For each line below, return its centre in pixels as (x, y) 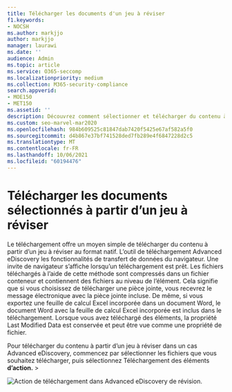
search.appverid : (32, 91)
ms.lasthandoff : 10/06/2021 (48, 155)
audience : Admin (30, 59)
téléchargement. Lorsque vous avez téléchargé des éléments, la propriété (112, 317)
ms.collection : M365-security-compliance (68, 84)
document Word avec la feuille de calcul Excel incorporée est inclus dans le (115, 310)
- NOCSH (18, 26)
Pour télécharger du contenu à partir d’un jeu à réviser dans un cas (103, 346)
